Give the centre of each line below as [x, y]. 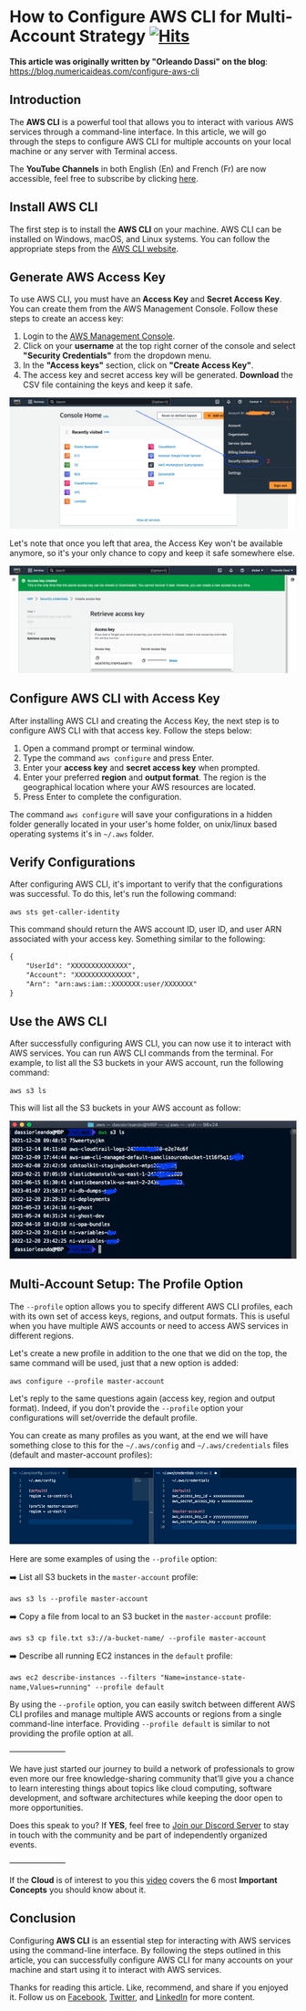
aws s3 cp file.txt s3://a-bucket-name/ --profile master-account [138, 1638]
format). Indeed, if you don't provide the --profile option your [127, 1407]
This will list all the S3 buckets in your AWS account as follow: [125, 1108]
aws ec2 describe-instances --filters [83, 1678]
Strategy [112, 36]
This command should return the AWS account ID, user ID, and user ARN [146, 930]
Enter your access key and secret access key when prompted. [141, 767]
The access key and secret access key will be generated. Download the [158, 375]
